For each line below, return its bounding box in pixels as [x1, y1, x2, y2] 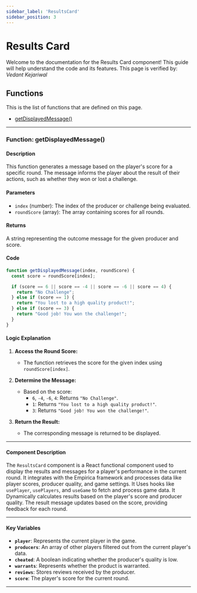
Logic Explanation [6, 334, 51, 341]
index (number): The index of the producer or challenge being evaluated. [14, 202, 191, 209]
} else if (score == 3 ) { [11, 306, 75, 311]
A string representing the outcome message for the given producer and [6, 234, 179, 242]
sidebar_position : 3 [6, 14, 57, 20]
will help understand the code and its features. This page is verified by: [6, 65, 178, 72]
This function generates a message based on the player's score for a [6, 163, 173, 170]
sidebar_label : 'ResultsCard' [6, 8, 80, 15]
